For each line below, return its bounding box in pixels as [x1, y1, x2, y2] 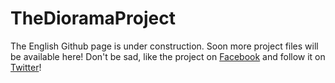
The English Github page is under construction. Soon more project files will [10, 40, 319, 52]
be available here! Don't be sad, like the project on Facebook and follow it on [10, 50, 326, 62]
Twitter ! [10, 61, 42, 73]
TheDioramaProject [10, 7, 176, 30]
